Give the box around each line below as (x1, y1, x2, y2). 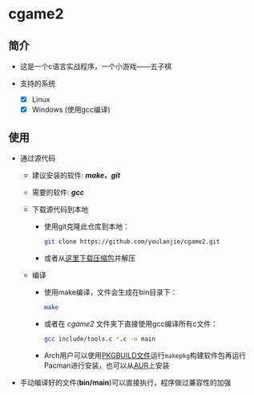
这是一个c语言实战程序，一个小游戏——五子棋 (19, 62, 172, 71)
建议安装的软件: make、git (31, 170, 121, 180)
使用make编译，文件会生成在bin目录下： (43, 287, 178, 297)
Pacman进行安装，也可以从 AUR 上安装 (43, 360, 170, 370)
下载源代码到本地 (31, 204, 89, 214)
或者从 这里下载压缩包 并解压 (43, 253, 136, 263)
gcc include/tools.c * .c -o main (43, 335, 156, 343)
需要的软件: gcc (31, 187, 84, 197)
